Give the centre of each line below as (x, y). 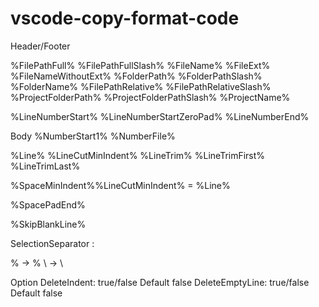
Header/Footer (40, 46)
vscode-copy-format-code (125, 18)
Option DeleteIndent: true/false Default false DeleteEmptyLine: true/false (160, 282)
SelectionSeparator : (52, 243)
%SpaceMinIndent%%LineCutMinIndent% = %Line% (120, 185)
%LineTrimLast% (45, 166)
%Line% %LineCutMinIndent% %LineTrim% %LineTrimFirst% (138, 155)
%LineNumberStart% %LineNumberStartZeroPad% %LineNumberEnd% (160, 116)
